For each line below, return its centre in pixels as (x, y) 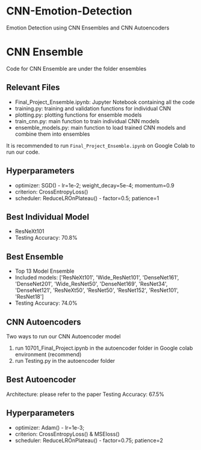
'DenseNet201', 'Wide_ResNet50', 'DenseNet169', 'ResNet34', (91, 284)
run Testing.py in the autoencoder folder (65, 360)
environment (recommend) (48, 354)
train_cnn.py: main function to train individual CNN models (87, 121)
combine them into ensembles (52, 134)
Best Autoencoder (41, 380)
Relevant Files (33, 87)
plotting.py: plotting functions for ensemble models (78, 115)
